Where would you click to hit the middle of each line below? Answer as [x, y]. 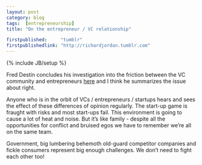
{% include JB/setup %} [36, 63]
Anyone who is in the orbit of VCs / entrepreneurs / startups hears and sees [101, 99]
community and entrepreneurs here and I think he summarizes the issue [96, 81]
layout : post [23, 12]
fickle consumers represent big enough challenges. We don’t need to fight [99, 150]
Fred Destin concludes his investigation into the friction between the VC [96, 75]
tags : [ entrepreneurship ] [40, 23]
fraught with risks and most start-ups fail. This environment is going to [94, 112]
